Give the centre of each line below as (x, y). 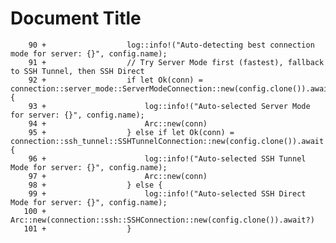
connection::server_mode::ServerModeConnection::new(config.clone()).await (171, 88)
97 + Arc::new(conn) (118, 176)
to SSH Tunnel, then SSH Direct (77, 71)
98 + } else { (95, 185)
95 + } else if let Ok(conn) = (131, 132)
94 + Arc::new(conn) (118, 123)
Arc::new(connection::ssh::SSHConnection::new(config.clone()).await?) (162, 220)
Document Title (76, 18)
